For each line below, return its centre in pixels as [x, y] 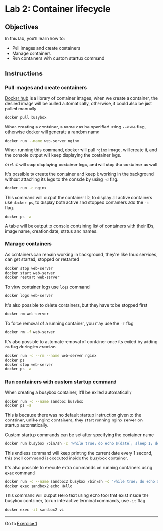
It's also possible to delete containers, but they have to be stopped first [76, 305]
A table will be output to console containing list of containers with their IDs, [80, 226]
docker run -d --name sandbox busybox [44, 401]
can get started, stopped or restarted [42, 259]
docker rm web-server [27, 314]
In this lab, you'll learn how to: [35, 38]
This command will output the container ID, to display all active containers [79, 198]
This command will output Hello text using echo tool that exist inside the [77, 495]
